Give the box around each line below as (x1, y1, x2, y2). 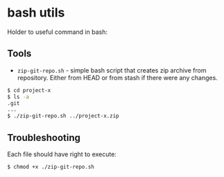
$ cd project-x (7, 86, 51, 94)
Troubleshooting (7, 131, 81, 143)
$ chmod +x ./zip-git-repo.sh (7, 163, 95, 170)
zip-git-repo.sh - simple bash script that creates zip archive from (17, 66, 207, 74)
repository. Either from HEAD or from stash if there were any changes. (17, 73, 218, 82)
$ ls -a (7, 93, 30, 100)
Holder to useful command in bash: (7, 28, 107, 36)
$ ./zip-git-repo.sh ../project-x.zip (7, 113, 119, 120)
